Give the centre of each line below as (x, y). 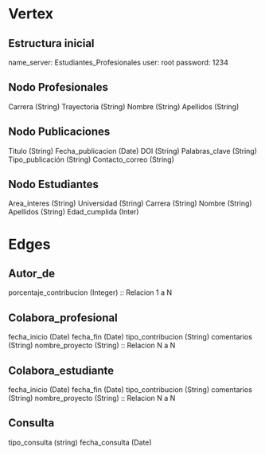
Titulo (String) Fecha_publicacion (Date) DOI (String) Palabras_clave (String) (132, 151)
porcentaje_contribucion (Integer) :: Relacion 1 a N (90, 292)
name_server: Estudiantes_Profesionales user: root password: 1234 (118, 62)
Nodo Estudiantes (54, 184)
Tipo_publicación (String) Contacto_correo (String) (92, 159)
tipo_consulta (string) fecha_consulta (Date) (80, 442)
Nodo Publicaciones (59, 132)
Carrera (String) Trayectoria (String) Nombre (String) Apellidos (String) (124, 106)
